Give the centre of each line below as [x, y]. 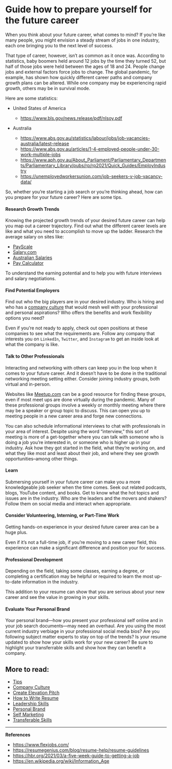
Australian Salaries [33, 258]
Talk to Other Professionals [35, 356]
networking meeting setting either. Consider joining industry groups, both [83, 378]
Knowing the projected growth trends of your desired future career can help [85, 221]
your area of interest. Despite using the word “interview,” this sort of [77, 431]
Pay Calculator [28, 263]
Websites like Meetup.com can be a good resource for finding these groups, [86, 394]
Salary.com [25, 252]
